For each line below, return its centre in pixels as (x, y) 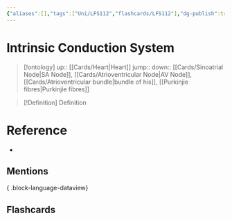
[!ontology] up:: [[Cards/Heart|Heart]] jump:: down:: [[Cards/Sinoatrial (123, 67)
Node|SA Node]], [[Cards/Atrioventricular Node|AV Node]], (107, 74)
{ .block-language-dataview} (47, 188)
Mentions (28, 171)
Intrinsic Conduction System (90, 47)
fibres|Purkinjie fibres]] (56, 89)
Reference (37, 130)
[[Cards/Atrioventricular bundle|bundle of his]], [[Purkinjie (106, 82)
